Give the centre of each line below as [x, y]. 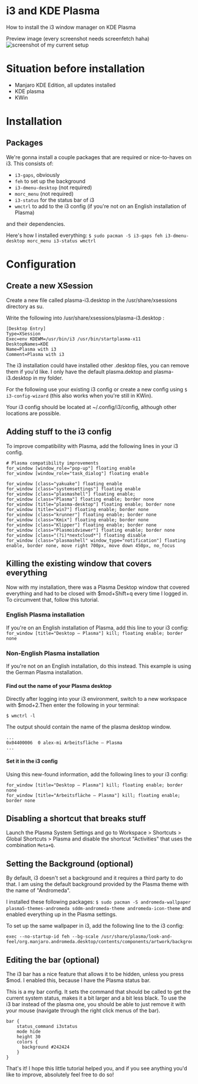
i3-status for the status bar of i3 [54, 200]
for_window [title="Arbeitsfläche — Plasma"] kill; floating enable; [93, 795]
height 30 [29, 1037]
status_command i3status [47, 1026]
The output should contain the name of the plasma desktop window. [89, 727]
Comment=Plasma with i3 [35, 354]
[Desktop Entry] [26, 328]
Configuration [41, 264]
